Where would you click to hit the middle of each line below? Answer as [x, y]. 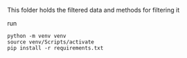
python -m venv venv [37, 36]
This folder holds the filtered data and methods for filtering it [93, 10]
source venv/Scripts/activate [51, 42]
